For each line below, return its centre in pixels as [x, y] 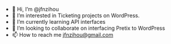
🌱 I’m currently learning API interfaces [59, 22]
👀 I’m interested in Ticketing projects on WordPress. [76, 15]
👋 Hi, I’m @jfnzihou [35, 9]
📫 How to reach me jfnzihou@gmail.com [62, 35]
